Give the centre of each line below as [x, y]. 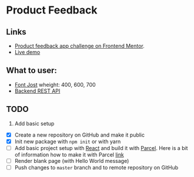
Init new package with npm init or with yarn [68, 141]
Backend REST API [37, 91]
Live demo [27, 52]
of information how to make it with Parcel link [69, 154]
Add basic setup [34, 123]
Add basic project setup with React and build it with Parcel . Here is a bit [101, 148]
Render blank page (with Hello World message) [72, 161]
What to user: [31, 71]
